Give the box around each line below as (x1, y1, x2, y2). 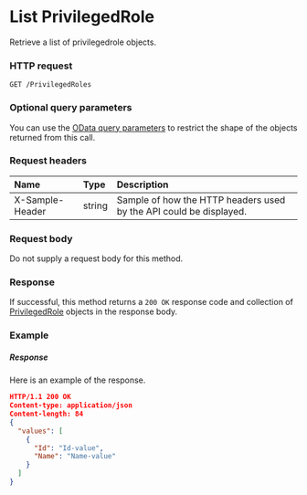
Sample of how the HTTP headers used (116, 194, 286, 206)
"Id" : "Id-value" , (33, 443, 104, 453)
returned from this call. (9, 132, 96, 142)
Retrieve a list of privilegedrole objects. (9, 37, 157, 47)
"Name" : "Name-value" (33, 452, 117, 461)
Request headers (9, 154, 88, 167)
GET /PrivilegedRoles (9, 80, 92, 90)
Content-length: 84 (9, 409, 84, 419)
